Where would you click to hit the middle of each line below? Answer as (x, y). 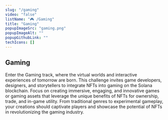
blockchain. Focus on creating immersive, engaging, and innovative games (82, 90)
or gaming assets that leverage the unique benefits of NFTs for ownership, (82, 96)
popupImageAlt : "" (24, 33)
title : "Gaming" (22, 24)
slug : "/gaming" (22, 10)
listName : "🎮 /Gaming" (30, 19)
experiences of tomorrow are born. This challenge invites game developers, (83, 80)
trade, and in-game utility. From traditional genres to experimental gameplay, (84, 101)
